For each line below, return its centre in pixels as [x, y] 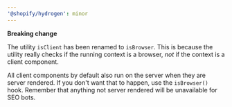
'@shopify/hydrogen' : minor [48, 14]
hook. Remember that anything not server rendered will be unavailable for [112, 90]
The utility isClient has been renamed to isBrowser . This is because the [110, 47]
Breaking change [32, 33]
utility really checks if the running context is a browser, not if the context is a [116, 54]
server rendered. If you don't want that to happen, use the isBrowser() [108, 82]
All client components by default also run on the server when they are [107, 75]
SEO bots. [21, 97]
